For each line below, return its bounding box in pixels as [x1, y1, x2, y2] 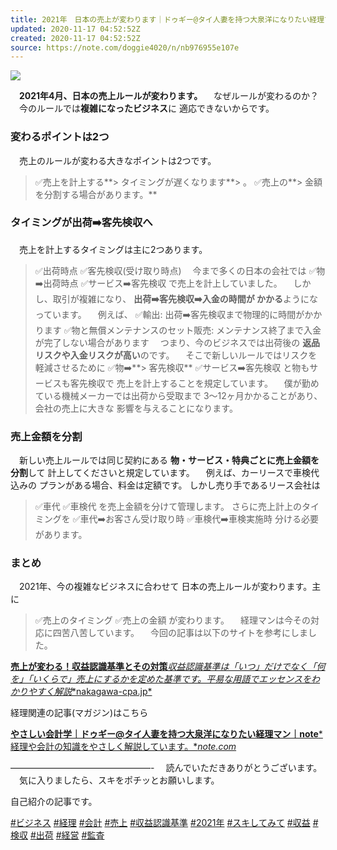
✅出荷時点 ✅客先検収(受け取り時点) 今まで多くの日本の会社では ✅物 [34, 264, 326, 276]
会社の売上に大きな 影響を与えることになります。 [34, 402, 238, 414]
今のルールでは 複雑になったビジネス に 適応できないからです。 [18, 102, 275, 115]
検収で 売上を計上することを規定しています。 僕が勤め [87, 377, 320, 389]
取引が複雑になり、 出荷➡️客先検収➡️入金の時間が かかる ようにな [52, 292, 319, 305]
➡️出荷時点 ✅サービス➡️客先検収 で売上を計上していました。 [34, 277, 283, 289]
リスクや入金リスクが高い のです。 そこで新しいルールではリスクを [34, 349, 318, 361]
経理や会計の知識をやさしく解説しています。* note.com [10, 741, 237, 753]
